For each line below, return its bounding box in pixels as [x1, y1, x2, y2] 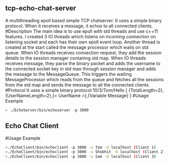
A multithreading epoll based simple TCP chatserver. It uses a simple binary [5, 17, 162, 23]
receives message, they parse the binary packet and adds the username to [5, 60, 161, 66]
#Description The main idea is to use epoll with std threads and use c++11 [5, 28, 158, 34]
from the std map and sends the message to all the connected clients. [5, 82, 150, 88]
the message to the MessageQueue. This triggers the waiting [5, 71, 132, 77]
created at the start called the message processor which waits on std [5, 44, 149, 50]
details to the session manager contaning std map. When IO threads [5, 55, 146, 61]
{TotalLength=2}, [128, 87, 164, 93]
